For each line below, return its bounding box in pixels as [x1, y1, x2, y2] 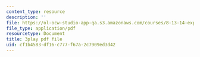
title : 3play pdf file [6, 36, 62, 42]
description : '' [6, 14, 46, 20]
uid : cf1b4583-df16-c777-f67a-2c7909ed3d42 [6, 42, 116, 48]
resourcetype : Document [6, 31, 65, 37]
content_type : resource [6, 8, 65, 15]
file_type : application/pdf [6, 25, 76, 31]
